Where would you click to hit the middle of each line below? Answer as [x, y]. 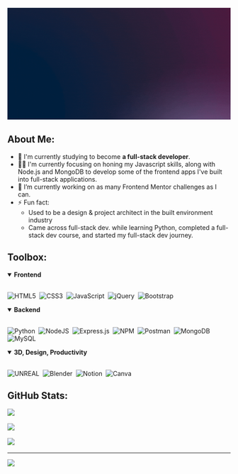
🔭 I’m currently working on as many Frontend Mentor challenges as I [117, 187]
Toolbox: [27, 257]
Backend [27, 309]
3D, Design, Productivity [50, 352]
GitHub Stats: [38, 396]
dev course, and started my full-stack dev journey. [119, 235]
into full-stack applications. [57, 179]
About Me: [31, 139]
